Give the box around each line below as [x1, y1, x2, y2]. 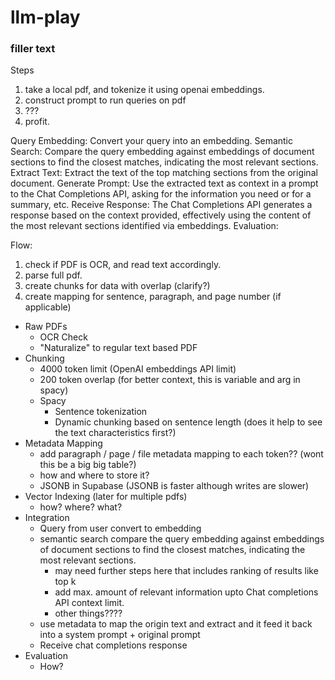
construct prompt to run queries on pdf [24, 94, 187, 106]
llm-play [10, 6, 81, 29]
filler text [10, 42, 56, 56]
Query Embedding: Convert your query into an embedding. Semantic [10, 135, 293, 147]
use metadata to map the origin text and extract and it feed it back [39, 618, 313, 630]
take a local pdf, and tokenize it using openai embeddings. [24, 84, 265, 96]
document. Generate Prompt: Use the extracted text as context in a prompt [10, 177, 319, 190]
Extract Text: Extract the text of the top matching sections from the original [10, 167, 318, 179]
